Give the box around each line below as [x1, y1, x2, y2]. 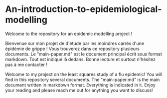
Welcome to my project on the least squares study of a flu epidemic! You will [5, 71, 163, 77]
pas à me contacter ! [5, 61, 48, 67]
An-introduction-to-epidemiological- [5, 3, 162, 15]
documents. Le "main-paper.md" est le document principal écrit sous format [5, 51, 162, 57]
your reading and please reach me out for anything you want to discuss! [5, 87, 153, 93]
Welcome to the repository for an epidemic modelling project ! [5, 30, 133, 36]
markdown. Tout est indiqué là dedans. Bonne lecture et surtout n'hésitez [5, 56, 156, 62]
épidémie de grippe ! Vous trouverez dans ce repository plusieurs [5, 45, 140, 51]
